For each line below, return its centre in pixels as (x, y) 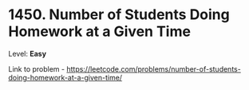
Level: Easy (27, 53)
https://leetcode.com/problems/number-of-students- (154, 68)
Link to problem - (37, 68)
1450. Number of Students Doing (119, 15)
